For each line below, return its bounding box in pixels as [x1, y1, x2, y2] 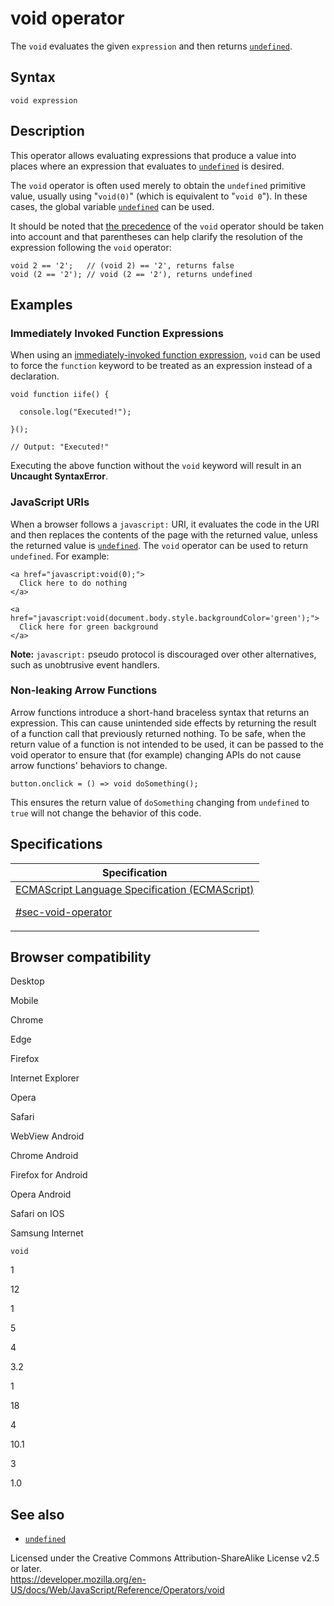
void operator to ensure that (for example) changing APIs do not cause [10, 748, 302, 761]
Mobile [10, 995, 39, 1007]
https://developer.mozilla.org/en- [10, 1573, 147, 1586]
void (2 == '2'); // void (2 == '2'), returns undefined [10, 269, 253, 279]
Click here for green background [19, 622, 159, 632]
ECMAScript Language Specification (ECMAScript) [15, 882, 255, 896]
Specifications [10, 836, 103, 853]
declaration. [10, 370, 60, 382]
